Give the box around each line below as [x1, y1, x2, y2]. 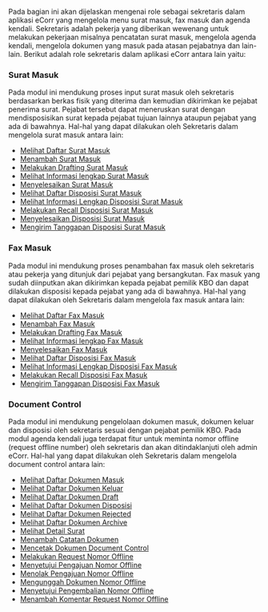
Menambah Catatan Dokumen [19, 534, 119, 544]
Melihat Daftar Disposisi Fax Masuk [19, 353, 137, 363]
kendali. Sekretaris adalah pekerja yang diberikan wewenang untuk [8, 24, 230, 33]
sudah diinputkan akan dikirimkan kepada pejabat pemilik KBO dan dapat [8, 278, 250, 287]
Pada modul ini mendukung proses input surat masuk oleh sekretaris [8, 87, 234, 97]
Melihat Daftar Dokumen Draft [19, 492, 119, 501]
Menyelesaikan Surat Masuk [19, 180, 114, 189]
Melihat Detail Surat [19, 525, 86, 536]
